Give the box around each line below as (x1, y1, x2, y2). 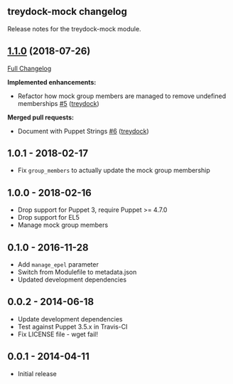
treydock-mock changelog (7, 6, 128, 18)
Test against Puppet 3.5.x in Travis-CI (17, 322, 128, 331)
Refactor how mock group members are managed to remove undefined (17, 92, 226, 100)
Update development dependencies (17, 314, 123, 323)
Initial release (17, 369, 57, 378)
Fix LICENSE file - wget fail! (17, 330, 98, 338)
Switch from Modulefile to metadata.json (17, 268, 137, 277)
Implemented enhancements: (7, 78, 97, 86)
